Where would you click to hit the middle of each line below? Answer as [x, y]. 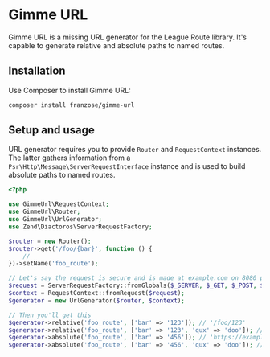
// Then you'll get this [50, 315]
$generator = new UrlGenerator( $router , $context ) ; [96, 300]
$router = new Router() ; [50, 241]
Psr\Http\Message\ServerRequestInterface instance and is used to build [127, 166]
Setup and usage [51, 130]
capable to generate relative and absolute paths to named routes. [117, 45]
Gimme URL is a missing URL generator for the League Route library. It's [128, 37]
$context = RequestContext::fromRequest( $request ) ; [96, 293]
